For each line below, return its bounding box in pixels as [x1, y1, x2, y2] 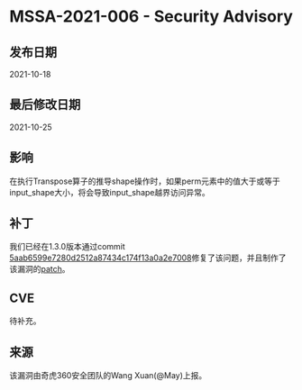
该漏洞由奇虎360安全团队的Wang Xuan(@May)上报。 [9, 370, 207, 381]
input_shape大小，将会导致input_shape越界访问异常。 [9, 186, 210, 197]
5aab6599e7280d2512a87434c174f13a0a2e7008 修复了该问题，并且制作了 [9, 252, 287, 263]
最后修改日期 [9, 97, 81, 113]
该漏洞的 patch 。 [9, 264, 70, 275]
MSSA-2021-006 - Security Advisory [9, 6, 293, 27]
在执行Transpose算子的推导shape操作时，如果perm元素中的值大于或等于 [9, 176, 281, 186]
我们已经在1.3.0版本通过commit [9, 241, 126, 252]
